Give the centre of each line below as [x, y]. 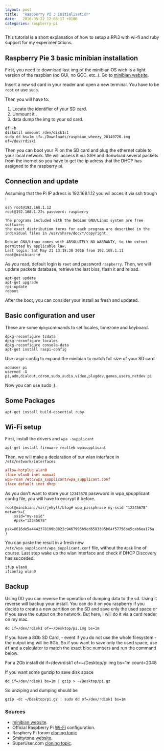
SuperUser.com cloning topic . [42, 743]
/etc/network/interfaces [30, 462]
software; [15, 225]
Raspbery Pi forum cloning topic [45, 732]
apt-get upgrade [22, 282]
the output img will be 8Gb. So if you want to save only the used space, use [81, 642]
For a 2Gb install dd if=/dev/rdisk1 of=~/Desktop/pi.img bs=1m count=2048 [81, 663]
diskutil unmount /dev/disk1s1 [37, 133]
